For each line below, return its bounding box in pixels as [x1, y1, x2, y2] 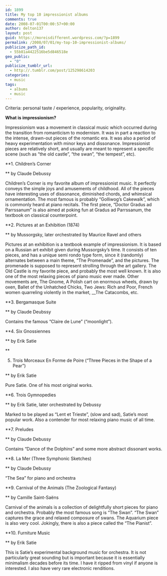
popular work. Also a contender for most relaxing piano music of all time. [5, 417, 155, 423]
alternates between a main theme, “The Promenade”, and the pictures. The [5, 257, 159, 263]
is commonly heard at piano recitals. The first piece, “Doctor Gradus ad [5, 202, 152, 208]
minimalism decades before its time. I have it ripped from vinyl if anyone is [5, 560, 158, 566]
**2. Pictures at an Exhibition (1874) [5, 222, 80, 228]
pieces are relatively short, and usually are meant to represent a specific [5, 146, 154, 152]
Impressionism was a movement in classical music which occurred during [5, 124, 157, 130]
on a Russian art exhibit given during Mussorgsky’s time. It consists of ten [5, 247, 157, 253]
